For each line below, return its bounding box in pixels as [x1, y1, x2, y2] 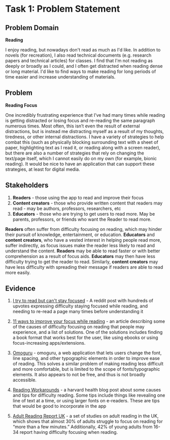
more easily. [5, 269, 31, 275]
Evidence [5, 284, 36, 293]
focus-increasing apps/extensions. [12, 340, 86, 346]
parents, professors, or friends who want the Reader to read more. [12, 216, 152, 222]
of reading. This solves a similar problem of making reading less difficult [12, 360, 164, 367]
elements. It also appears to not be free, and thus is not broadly [12, 372, 146, 378]
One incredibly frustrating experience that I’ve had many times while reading [5, 112, 165, 118]
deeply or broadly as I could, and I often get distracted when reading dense [5, 63, 163, 69]
